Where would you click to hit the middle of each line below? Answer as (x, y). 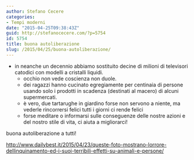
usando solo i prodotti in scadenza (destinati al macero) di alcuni (101, 91)
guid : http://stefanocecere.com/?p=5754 (56, 33)
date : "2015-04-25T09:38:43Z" (43, 28)
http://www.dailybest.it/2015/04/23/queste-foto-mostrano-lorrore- (86, 144)
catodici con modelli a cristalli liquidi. (59, 72)
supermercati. (40, 97)
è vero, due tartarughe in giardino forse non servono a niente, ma (102, 103)
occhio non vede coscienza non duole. (70, 78)
